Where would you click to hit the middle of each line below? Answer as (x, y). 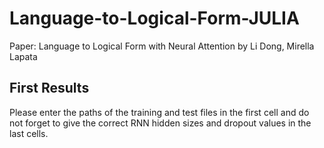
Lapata (23, 56)
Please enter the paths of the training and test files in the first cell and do (159, 112)
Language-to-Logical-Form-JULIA (154, 18)
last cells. (29, 133)
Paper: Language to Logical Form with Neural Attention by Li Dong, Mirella (162, 46)
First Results (49, 88)
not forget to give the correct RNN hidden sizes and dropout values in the (160, 123)
